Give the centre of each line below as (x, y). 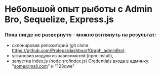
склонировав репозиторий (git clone (50, 46)
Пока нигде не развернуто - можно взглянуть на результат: (80, 35)
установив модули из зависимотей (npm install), (62, 56)
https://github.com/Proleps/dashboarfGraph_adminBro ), (69, 50)
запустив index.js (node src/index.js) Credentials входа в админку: (81, 61)
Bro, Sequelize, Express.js (59, 19)
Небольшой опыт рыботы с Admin (79, 9)
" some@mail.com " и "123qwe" (43, 66)
